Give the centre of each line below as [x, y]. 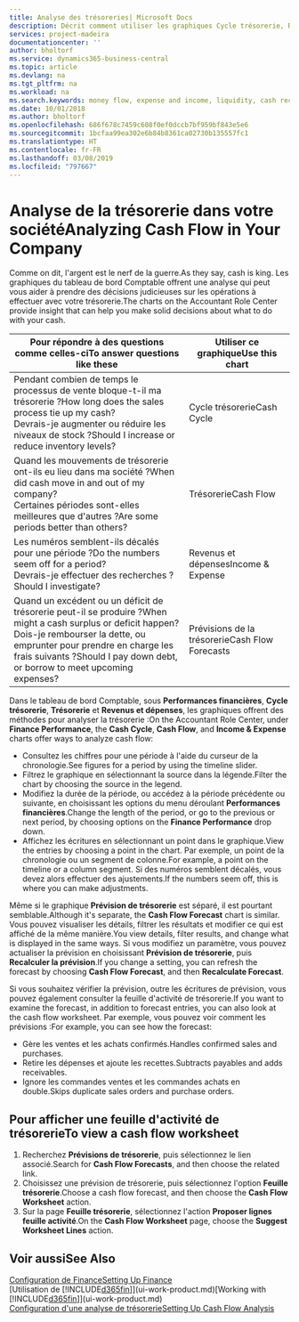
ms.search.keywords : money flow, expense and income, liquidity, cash [143, 100]
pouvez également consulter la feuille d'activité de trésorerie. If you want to [147, 999]
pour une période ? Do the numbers [87, 553]
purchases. [43, 1054]
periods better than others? [71, 528]
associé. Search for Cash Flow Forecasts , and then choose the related [151, 1164]
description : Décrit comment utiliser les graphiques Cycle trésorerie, [147, 26]
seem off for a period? [60, 564]
